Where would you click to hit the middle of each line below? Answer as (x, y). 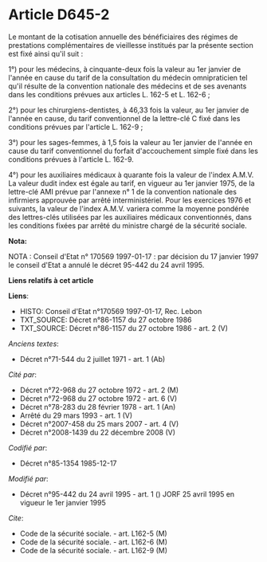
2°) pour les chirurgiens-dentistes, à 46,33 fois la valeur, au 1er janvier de (129, 110)
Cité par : (23, 374)
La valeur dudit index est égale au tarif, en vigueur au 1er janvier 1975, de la (132, 183)
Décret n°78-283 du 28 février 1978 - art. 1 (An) (98, 407)
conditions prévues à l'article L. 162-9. (71, 159)
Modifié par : (29, 478)
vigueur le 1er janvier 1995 (63, 502)
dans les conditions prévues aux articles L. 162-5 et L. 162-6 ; (109, 94)
